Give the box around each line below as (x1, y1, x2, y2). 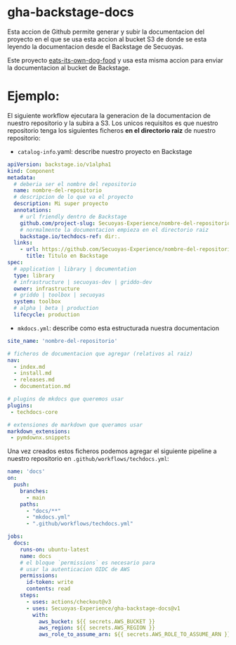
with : (32, 611, 49, 618)
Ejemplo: (7, 89, 60, 104)
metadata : (7, 174, 37, 181)
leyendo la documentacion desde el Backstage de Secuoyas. (7, 42, 184, 51)
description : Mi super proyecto (13, 200, 109, 207)
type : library (13, 272, 55, 279)
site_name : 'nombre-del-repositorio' (7, 337, 118, 344)
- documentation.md (13, 383, 71, 390)
